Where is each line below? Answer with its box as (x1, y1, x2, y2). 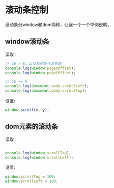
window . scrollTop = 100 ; (5, 174, 56, 179)
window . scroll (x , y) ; (5, 107, 50, 112)
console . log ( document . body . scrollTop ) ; (5, 88, 87, 93)
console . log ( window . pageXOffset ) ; (5, 66, 76, 71)
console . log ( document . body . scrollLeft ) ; (5, 84, 89, 89)
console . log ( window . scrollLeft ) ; (5, 155, 74, 160)
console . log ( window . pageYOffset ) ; (5, 70, 76, 75)
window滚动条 (5, 37, 50, 46)
